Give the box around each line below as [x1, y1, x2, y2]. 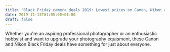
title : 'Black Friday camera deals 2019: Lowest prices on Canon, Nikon [5, 7, 162, 13]
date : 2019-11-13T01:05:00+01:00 [5, 12, 76, 17]
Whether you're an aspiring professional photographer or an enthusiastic [5, 31, 157, 37]
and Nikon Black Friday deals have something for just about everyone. [5, 41, 151, 47]
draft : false [5, 17, 33, 22]
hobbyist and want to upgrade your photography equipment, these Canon [5, 36, 159, 42]
